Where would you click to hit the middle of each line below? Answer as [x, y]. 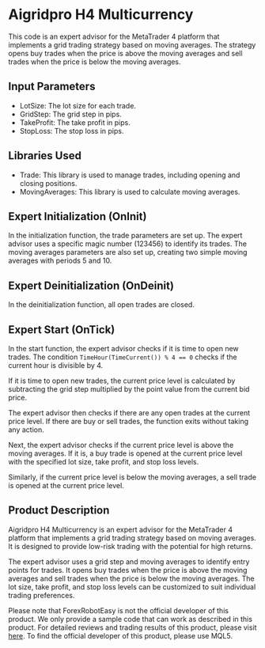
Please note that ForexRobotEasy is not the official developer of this [119, 610]
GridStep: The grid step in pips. [71, 114]
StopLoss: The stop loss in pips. [72, 131]
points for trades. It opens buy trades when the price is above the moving [128, 570]
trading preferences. [42, 595]
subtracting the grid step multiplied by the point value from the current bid [129, 389]
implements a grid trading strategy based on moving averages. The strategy [132, 44]
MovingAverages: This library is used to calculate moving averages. [130, 191]
